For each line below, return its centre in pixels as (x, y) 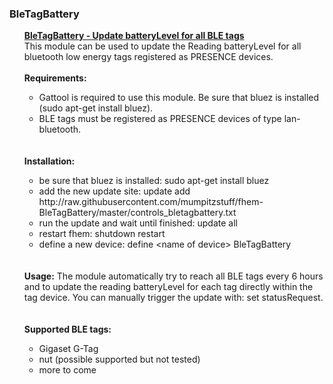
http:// (51, 202)
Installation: (49, 161)
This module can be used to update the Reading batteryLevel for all (162, 46)
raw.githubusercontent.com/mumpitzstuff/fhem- (163, 202)
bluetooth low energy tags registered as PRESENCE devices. (148, 57)
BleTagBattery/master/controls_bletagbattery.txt (137, 213)
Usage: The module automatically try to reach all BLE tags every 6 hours (173, 276)
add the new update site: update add (114, 191)
